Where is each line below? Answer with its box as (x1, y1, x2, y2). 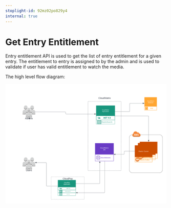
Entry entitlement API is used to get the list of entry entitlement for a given (5, 53, 162, 59)
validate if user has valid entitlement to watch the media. (5, 64, 124, 70)
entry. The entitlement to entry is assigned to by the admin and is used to (5, 59, 160, 65)
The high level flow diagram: (5, 74, 66, 80)
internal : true (5, 13, 38, 19)
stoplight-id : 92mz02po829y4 (5, 8, 68, 13)
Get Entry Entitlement (5, 36, 99, 48)
